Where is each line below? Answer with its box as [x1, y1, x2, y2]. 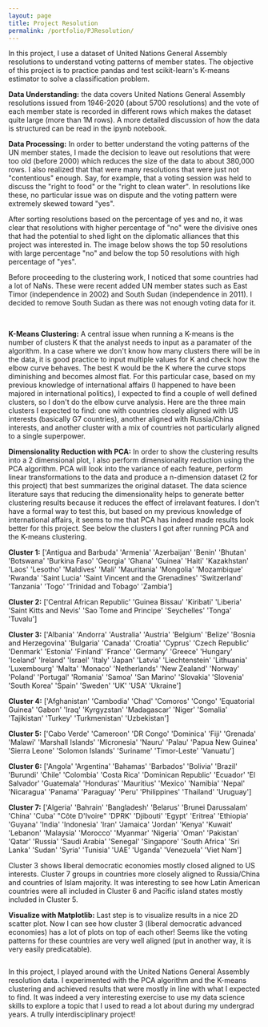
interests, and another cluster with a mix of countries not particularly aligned [8, 423, 260, 433]
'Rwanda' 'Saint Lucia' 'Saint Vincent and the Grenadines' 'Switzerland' [8, 573, 244, 583]
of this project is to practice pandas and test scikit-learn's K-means [8, 66, 230, 75]
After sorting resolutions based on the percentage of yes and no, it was [8, 214, 243, 224]
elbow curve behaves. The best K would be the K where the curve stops [8, 363, 246, 373]
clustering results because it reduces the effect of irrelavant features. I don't [8, 498, 260, 507]
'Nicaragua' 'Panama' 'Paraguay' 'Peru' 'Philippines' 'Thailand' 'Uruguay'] [8, 787, 252, 797]
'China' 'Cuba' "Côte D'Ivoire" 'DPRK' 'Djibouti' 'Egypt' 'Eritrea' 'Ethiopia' [8, 811, 249, 821]
